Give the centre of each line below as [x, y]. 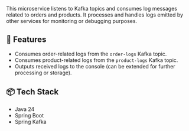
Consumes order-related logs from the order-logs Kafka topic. [91, 54]
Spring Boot [29, 115]
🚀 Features [26, 40]
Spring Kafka [30, 122]
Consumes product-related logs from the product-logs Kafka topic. [96, 60]
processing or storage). [43, 73]
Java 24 [25, 109]
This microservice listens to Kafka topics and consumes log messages [92, 9]
